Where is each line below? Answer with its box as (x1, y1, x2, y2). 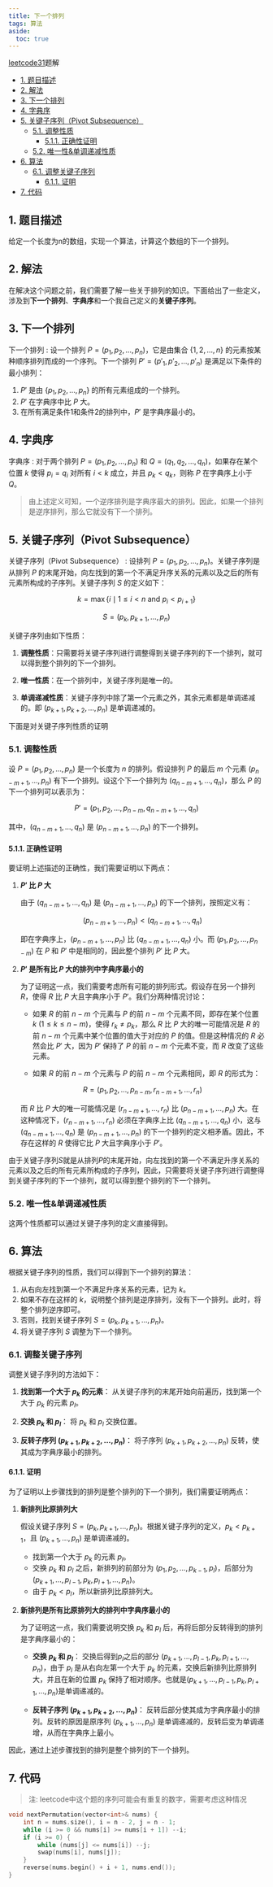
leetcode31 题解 (8, 58, 59, 68)
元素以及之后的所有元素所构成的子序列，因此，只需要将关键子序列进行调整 (8, 1166, 258, 1175)
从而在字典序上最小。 (46, 1728, 119, 1737)
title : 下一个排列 (8, 11, 65, 20)
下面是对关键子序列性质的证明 (8, 721, 108, 731)
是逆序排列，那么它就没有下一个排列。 (28, 507, 157, 516)
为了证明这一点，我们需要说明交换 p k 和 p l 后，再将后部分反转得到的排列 (19, 1622, 262, 1634)
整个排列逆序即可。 (19, 1305, 85, 1314)
